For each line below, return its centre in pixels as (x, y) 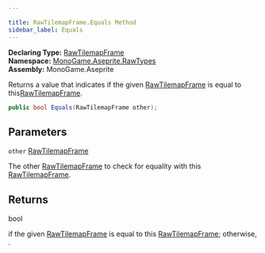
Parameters (38, 132)
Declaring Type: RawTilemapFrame (66, 52)
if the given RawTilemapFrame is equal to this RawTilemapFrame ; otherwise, (133, 234)
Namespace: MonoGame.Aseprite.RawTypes (82, 61)
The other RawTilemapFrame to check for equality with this (105, 166)
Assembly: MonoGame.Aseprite (61, 69)
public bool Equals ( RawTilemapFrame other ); (83, 108)
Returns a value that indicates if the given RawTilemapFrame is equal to (125, 85)
